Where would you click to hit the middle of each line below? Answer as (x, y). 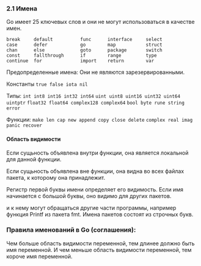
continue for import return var (80, 61)
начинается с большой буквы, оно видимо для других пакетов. (89, 196)
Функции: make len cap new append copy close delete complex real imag (100, 120)
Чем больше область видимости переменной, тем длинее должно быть (100, 243)
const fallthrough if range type (82, 56)
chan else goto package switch (85, 50)
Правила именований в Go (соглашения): (71, 230)
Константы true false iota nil (47, 84)
